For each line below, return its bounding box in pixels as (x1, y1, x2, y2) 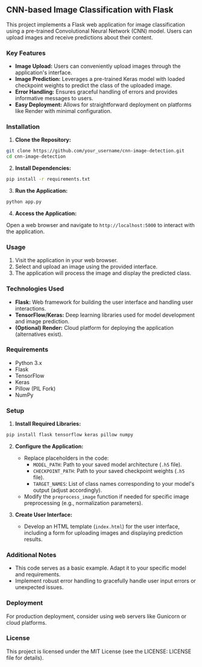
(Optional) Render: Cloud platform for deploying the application (14, 324, 174, 331)
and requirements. (14, 571, 61, 578)
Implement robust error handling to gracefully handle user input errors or (14, 577, 196, 585)
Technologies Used (6, 285, 65, 293)
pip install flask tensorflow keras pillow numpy (6, 432, 134, 438)
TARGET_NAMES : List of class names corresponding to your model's (33, 480, 195, 487)
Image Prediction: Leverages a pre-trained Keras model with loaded (14, 76, 185, 83)
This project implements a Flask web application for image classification (6, 21, 186, 28)
